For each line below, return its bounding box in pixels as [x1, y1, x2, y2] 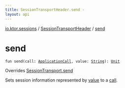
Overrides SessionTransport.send [5, 68, 73, 74]
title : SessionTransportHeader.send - [5, 7, 85, 12]
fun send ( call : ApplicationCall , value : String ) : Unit [5, 59, 120, 64]
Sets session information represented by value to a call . [5, 77, 118, 83]
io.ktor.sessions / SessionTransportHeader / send [5, 25, 105, 31]
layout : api [5, 12, 30, 17]
